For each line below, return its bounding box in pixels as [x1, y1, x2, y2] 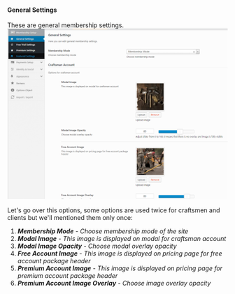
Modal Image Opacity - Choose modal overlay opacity [17, 242, 177, 250]
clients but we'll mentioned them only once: [7, 213, 133, 221]
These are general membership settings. [7, 21, 124, 29]
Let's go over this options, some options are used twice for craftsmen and [7, 206, 220, 214]
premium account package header [17, 271, 118, 279]
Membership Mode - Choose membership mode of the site [17, 227, 189, 235]
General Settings [7, 6, 57, 14]
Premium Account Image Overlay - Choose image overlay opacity [17, 279, 211, 287]
